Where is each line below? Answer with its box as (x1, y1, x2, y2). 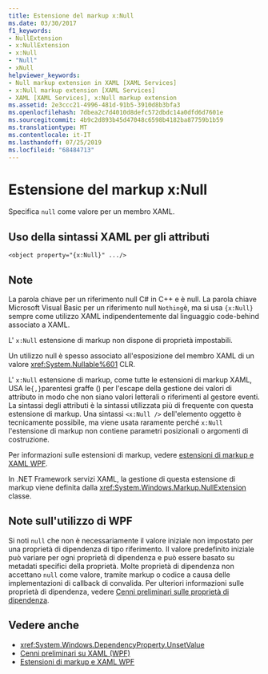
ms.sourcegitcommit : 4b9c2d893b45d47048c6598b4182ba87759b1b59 (8, 116, 224, 124)
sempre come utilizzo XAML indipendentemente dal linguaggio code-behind (8, 311, 260, 321)
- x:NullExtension (8, 42, 70, 50)
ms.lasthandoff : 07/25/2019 (8, 138, 102, 147)
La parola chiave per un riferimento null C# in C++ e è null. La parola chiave (8, 294, 258, 304)
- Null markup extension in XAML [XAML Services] (8, 79, 178, 87)
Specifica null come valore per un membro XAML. (8, 207, 175, 216)
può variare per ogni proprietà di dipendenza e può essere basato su (8, 552, 235, 562)
